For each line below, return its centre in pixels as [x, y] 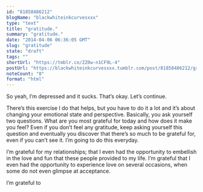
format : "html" [25, 79]
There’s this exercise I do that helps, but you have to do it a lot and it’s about [101, 108]
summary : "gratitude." [35, 34]
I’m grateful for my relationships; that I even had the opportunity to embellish [101, 152]
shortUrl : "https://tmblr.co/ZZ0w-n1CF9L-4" [63, 62]
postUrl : [17, 68]
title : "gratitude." [32, 29]
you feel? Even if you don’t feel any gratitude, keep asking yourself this [95, 127]
